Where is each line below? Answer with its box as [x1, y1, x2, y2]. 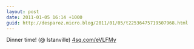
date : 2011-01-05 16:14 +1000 [6, 14, 83, 20]
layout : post [6, 8, 39, 15]
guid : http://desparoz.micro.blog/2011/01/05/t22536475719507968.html [6, 20, 189, 26]
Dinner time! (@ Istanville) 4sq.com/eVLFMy [6, 36, 116, 44]
